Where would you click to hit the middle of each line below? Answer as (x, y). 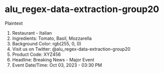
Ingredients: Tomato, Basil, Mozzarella (52, 38)
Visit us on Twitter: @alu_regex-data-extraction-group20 (71, 49)
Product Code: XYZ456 (36, 54)
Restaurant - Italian (32, 33)
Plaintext (14, 23)
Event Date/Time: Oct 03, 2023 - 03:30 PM (57, 65)
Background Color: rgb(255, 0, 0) (47, 43)
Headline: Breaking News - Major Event (53, 59)
